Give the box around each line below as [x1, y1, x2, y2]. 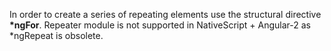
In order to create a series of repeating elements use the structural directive [9, 9, 322, 20]
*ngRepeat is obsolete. [9, 30, 104, 41]
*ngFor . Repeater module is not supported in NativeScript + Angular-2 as [9, 19, 311, 31]
